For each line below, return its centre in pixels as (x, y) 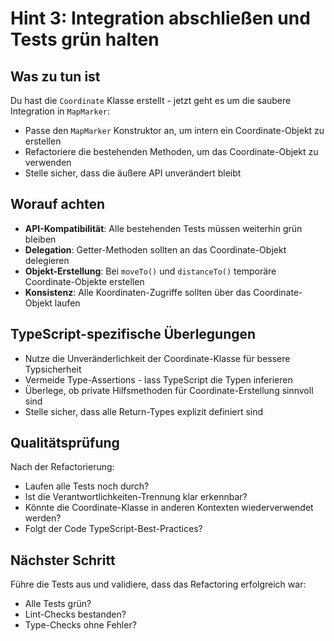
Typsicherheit (53, 369)
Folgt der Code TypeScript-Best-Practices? (113, 529)
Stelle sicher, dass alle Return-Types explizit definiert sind (144, 411)
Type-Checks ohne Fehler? (80, 625)
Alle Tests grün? (58, 604)
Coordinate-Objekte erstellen (84, 281)
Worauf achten (58, 204)
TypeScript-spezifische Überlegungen (133, 334)
